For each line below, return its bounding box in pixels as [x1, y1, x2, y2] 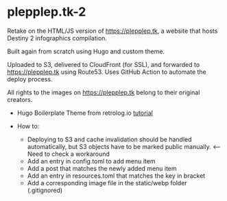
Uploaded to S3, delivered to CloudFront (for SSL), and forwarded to [7, 60, 200, 68]
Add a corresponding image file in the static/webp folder [27, 178, 187, 187]
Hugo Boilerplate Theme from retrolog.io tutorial [16, 109, 153, 117]
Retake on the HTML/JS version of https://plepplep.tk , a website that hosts [7, 27, 218, 35]
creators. [7, 95, 33, 103]
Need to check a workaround [27, 150, 110, 158]
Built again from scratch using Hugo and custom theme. [7, 47, 165, 55]
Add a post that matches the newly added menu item [27, 164, 177, 172]
